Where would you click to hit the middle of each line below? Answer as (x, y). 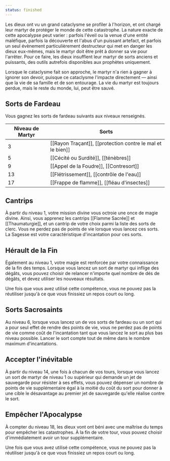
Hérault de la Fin (32, 251)
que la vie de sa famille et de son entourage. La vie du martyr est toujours (82, 83)
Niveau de (27, 129)
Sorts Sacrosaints (34, 310)
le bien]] (60, 150)
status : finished (24, 10)
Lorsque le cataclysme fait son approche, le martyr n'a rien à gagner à (79, 72)
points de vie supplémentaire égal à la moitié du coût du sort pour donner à (84, 388)
